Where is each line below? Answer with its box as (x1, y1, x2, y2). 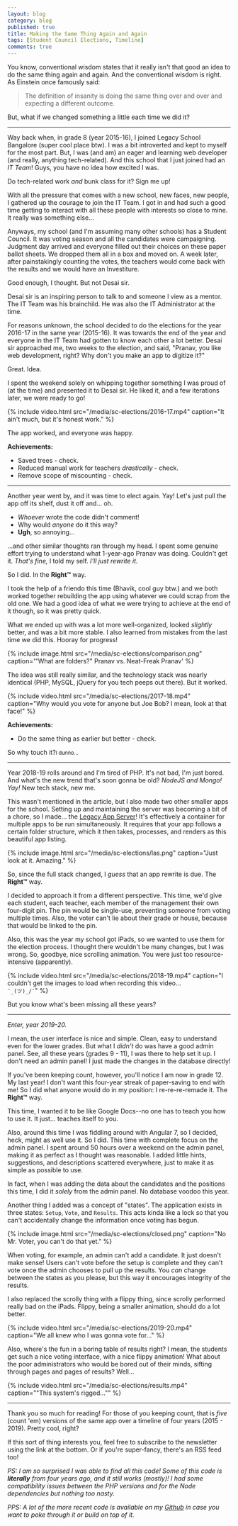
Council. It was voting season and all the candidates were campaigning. (7, 235, 217, 243)
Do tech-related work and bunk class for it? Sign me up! (7, 177, 171, 185)
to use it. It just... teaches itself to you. (7, 1114, 118, 1123)
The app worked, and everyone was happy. (7, 429, 134, 437)
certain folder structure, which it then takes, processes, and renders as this (7, 827, 227, 836)
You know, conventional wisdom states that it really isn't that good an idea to (7, 63, 231, 71)
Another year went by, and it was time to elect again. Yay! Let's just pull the (7, 492, 227, 500)
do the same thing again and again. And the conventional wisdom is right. (7, 70, 222, 79)
